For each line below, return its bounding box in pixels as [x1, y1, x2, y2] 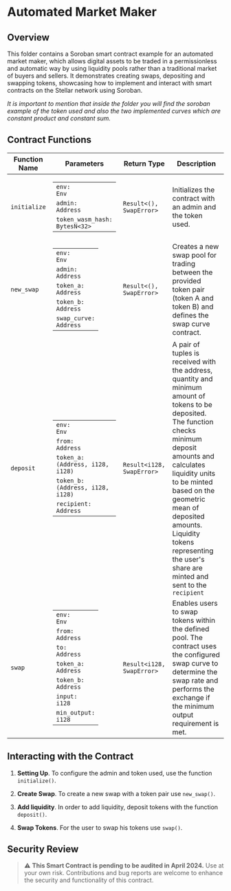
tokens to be [172, 399, 213, 409]
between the [172, 267, 213, 277]
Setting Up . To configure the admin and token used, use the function [16, 769, 212, 777]
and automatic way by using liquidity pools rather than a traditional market [7, 65, 217, 72]
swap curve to [172, 658, 219, 668]
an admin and [172, 202, 217, 212]
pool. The [172, 632, 203, 642]
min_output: [56, 709, 96, 716]
